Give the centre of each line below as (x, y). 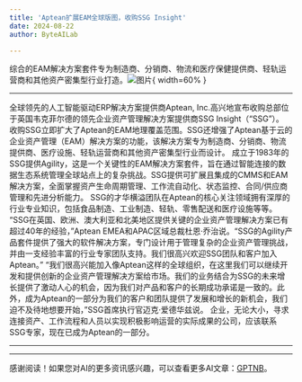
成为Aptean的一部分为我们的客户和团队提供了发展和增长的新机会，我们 (156, 298)
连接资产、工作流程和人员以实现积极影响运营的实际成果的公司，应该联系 (143, 321)
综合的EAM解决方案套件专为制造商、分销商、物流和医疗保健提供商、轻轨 (144, 69)
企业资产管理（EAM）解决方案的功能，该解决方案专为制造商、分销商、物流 (148, 141)
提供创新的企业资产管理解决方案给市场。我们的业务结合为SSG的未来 (151, 276)
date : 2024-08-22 (42, 26)
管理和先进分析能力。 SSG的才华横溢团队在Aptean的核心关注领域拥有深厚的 (150, 198)
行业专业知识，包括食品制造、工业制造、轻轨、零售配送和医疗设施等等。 (143, 209)
